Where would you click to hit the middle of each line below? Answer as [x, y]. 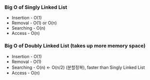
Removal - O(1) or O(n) [34, 23]
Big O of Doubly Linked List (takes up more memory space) [75, 46]
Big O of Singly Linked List [36, 7]
